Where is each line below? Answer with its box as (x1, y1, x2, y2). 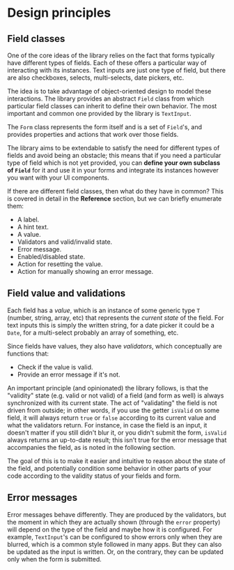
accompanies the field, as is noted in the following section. (7, 443, 176, 451)
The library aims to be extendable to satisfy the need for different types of (7, 144, 220, 152)
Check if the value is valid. (17, 363, 93, 371)
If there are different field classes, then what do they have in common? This (7, 187, 224, 195)
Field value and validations (7, 288, 126, 300)
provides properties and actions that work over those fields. (7, 131, 179, 138)
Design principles (7, 5, 111, 21)
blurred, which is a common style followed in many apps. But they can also (7, 540, 222, 548)
